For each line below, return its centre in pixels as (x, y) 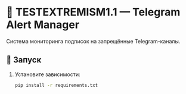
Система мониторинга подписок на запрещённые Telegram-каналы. (93, 41)
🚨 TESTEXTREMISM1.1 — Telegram (93, 12)
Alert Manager (43, 25)
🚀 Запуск (24, 60)
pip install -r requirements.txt (56, 85)
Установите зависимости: (47, 74)
